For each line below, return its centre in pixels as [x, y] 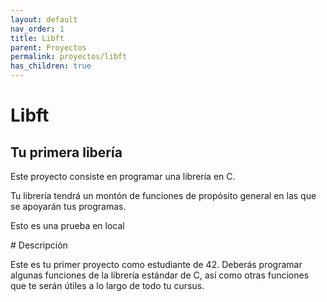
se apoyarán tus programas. [68, 206]
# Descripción [39, 245]
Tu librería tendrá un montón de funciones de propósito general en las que [163, 195]
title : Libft [37, 38]
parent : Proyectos [48, 47]
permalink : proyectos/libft [69, 57]
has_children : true [51, 66]
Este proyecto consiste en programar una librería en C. [123, 176]
